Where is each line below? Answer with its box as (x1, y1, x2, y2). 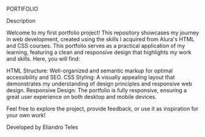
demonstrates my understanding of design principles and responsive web (6, 80, 193, 87)
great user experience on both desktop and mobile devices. (6, 93, 157, 100)
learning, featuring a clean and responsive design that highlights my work (6, 49, 192, 56)
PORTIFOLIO (6, 6, 39, 12)
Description (6, 17, 35, 24)
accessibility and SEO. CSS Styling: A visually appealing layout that (6, 74, 176, 80)
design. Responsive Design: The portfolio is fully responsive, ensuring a (6, 87, 187, 94)
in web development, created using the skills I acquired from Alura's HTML (6, 36, 195, 42)
